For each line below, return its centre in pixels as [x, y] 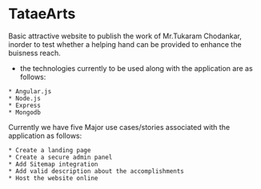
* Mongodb [25, 112]
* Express [25, 105]
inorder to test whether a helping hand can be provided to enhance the [125, 44]
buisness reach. [35, 53]
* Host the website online [53, 178]
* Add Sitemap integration [53, 164]
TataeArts [42, 14]
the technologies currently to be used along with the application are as [137, 68]
